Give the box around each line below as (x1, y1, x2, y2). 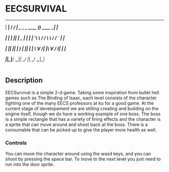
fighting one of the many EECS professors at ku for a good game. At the (5, 100, 154, 106)
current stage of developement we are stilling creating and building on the (5, 105, 159, 111)
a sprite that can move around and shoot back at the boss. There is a (5, 121, 148, 127)
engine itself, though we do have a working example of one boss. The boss (5, 111, 161, 117)
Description (5, 76, 43, 85)
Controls (5, 139, 27, 146)
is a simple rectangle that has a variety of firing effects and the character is (5, 116, 161, 122)
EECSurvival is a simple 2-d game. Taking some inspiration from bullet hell (5, 89, 159, 95)
